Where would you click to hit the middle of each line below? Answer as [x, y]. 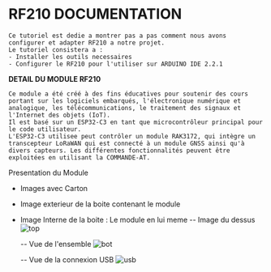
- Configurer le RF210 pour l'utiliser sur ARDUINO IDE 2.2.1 [116, 64]
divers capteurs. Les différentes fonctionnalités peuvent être [119, 151]
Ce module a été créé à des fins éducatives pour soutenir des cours [129, 94]
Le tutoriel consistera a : [56, 49]
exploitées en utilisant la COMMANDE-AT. [80, 157]
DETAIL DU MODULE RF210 [55, 79]
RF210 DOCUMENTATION [95, 14]
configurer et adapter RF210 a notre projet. [86, 42]
